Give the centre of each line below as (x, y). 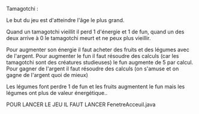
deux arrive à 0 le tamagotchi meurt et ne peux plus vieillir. (79, 38)
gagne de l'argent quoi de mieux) (47, 75)
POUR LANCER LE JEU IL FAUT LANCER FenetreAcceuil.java (81, 104)
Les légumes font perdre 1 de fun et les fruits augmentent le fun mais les (96, 87)
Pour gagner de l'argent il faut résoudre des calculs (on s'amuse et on (93, 69)
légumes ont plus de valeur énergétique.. (57, 93)
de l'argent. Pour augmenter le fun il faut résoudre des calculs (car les (93, 56)
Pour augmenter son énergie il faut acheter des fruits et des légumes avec (98, 50)
